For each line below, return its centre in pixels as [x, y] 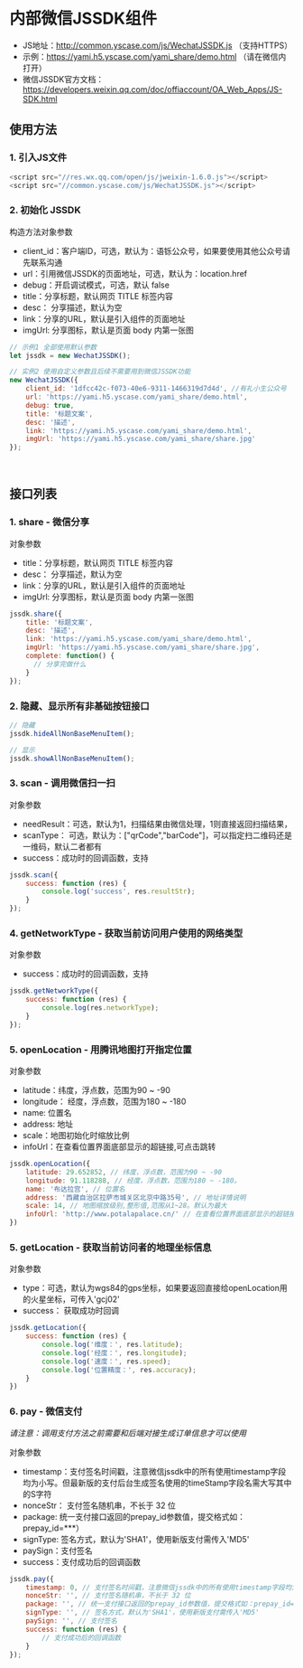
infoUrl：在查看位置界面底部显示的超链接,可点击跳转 [119, 1147]
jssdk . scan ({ [34, 875]
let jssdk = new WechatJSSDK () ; [70, 355]
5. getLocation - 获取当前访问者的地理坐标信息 [110, 1247]
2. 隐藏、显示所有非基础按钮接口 [80, 706]
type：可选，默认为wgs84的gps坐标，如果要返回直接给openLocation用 [155, 1288]
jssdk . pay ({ [32, 1578]
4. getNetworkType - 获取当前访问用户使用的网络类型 [126, 933]
